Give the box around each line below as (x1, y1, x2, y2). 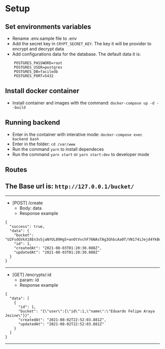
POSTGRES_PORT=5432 (14, 74, 54, 79)
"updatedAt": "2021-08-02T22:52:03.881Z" (18, 322, 105, 326)
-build (12, 105, 26, 110)
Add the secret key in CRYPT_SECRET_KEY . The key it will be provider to (12, 41, 152, 47)
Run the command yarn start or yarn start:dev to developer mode (12, 151, 150, 157)
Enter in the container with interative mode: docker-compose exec (12, 131, 143, 137)
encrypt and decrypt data (12, 46, 64, 52)
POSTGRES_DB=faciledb (14, 69, 58, 74)
